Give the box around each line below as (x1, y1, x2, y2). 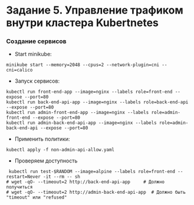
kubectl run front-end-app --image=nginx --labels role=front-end (6, 89, 173, 95)
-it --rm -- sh (43, 174, 81, 180)
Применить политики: (14, 135, 70, 142)
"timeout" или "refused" (6, 194, 67, 201)
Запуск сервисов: (14, 77, 60, 84)
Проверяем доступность (14, 157, 78, 164)
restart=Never (6, 174, 41, 180)
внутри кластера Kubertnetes (6, 16, 159, 30)
